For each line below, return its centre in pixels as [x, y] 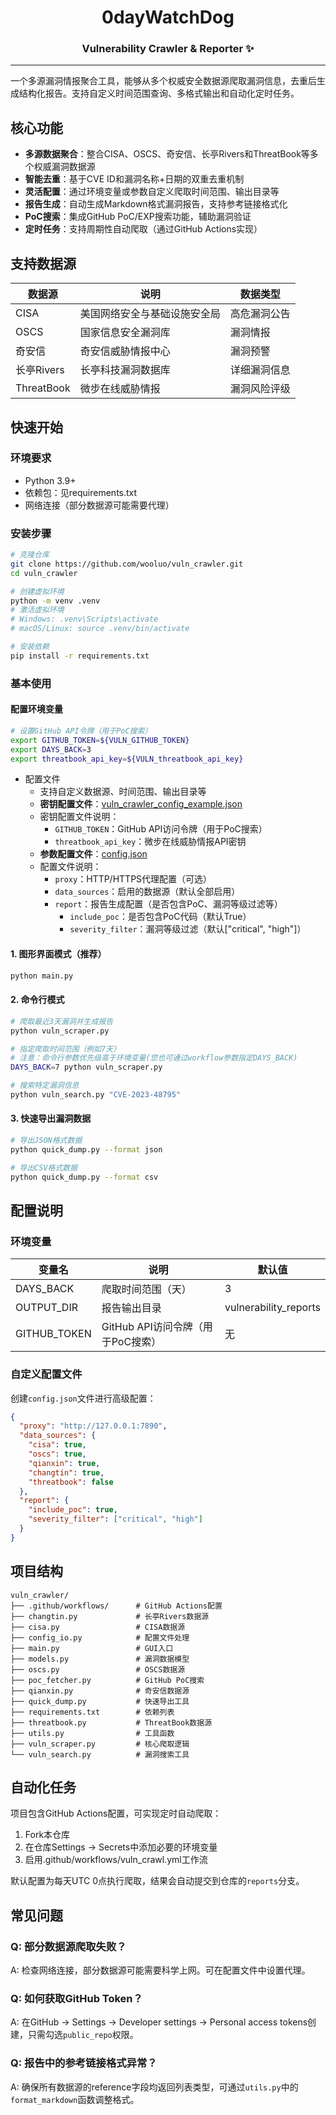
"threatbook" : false [71, 1482]
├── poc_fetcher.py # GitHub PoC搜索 [107, 1680]
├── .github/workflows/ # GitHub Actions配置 [116, 1606]
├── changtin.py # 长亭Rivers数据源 [110, 1616]
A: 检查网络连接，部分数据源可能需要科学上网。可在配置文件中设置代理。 [160, 1970]
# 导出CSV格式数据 [44, 1167]
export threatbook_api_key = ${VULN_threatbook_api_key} [127, 759]
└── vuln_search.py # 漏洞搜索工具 [100, 1754]
